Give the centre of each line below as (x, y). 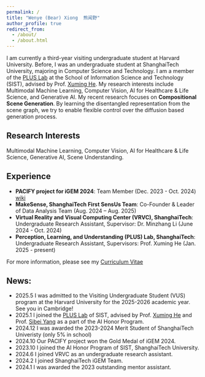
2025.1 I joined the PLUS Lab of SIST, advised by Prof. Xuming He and (103, 315)
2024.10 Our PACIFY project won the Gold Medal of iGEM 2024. (95, 341)
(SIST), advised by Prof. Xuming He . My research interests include (90, 84)
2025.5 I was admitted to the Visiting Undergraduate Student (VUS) (100, 295)
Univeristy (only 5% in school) (53, 335)
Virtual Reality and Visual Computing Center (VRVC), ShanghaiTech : (104, 217)
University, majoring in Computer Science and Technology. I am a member (100, 71)
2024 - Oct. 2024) (38, 230)
